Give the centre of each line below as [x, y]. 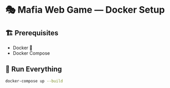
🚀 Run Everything [34, 69]
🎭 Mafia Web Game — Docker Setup [85, 10]
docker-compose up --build [34, 81]
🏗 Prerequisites [32, 33]
